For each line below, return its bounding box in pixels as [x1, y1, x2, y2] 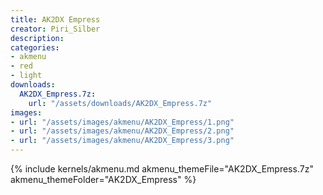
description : [10, 33, 65, 43]
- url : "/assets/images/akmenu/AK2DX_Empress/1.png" [10, 117, 235, 127]
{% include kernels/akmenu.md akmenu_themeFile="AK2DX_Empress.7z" [10, 163, 314, 175]
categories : [10, 42, 60, 53]
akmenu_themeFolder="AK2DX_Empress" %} [10, 174, 197, 185]
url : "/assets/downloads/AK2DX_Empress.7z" [28, 98, 213, 108]
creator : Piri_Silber [10, 24, 101, 34]
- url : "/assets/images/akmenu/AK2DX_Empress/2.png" [10, 126, 235, 136]
